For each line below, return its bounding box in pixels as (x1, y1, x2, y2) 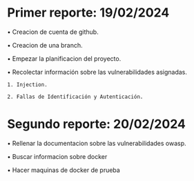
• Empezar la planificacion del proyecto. (7, 54, 122, 63)
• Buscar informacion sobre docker (7, 152, 108, 160)
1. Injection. (7, 81, 48, 88)
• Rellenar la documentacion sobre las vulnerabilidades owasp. (7, 139, 186, 147)
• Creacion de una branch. (7, 41, 83, 49)
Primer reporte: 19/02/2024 (7, 5, 170, 21)
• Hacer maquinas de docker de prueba (7, 166, 121, 174)
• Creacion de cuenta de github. (7, 28, 99, 36)
